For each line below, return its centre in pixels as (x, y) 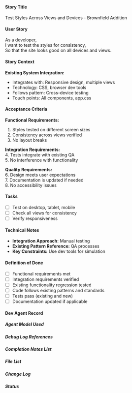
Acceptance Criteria (26, 109)
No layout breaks (30, 140)
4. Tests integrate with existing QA (40, 154)
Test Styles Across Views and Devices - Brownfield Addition (66, 18)
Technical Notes (22, 230)
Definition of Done (24, 263)
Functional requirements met (41, 273)
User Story (16, 29)
